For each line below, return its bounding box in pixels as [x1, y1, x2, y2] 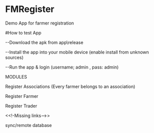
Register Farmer [5, 93, 39, 99]
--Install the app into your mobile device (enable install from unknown [5, 49, 149, 55]
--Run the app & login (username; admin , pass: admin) [5, 64, 119, 70]
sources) [5, 54, 24, 60]
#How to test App [5, 29, 42, 35]
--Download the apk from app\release [5, 39, 84, 45]
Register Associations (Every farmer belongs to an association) [5, 83, 135, 89]
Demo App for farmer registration [5, 20, 74, 26]
